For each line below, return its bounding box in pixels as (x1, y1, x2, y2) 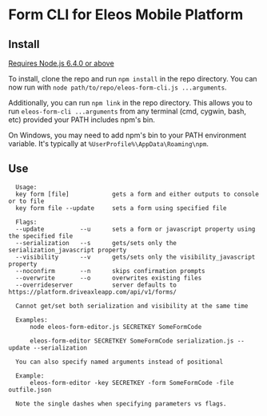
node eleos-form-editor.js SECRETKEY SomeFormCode (29, 323, 202, 331)
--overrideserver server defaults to (15, 281, 177, 289)
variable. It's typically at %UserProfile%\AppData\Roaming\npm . (8, 139, 209, 149)
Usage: (15, 183, 38, 191)
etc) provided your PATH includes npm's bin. (8, 115, 156, 125)
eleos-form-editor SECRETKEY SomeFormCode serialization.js (29, 337, 234, 345)
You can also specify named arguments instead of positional (15, 358, 224, 366)
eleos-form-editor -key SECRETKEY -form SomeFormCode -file (29, 378, 234, 386)
